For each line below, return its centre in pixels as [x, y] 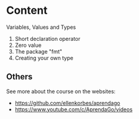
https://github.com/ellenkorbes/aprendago [67, 103]
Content [27, 11]
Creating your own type [44, 58]
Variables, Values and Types [41, 27]
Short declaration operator [48, 38]
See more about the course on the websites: [61, 91]
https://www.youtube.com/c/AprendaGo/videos [74, 109]
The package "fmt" [39, 51]
